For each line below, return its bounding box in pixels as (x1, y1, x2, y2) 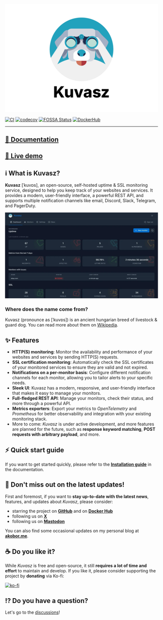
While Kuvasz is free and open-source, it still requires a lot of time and (5, 563, 147, 569)
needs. (12, 380, 26, 386)
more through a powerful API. (12, 401, 71, 407)
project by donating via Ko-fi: (5, 573, 65, 579)
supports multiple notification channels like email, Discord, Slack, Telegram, (5, 197, 156, 203)
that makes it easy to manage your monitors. (12, 390, 101, 396)
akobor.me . (5, 533, 29, 538)
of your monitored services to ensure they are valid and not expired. (12, 364, 148, 370)
